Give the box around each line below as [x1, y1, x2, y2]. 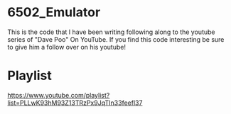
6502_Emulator [7, 4, 101, 21]
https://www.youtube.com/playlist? [7, 91, 110, 99]
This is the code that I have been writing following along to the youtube [7, 28, 215, 36]
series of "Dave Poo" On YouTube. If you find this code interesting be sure [7, 35, 225, 43]
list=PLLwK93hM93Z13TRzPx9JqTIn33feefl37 [7, 98, 143, 107]
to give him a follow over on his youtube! [7, 42, 127, 51]
